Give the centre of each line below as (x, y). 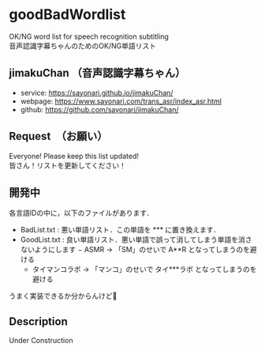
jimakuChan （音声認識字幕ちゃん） (97, 73)
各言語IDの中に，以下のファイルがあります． (81, 213)
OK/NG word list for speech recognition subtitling (89, 36)
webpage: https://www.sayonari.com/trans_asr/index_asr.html (121, 101)
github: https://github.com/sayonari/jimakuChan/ (99, 109)
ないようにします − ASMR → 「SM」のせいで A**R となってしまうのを (135, 250)
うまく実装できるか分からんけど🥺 (63, 296)
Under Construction (41, 341)
